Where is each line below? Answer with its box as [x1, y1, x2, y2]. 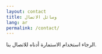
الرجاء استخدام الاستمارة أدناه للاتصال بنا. [6, 41, 97, 48]
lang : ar [6, 19, 28, 25]
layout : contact [6, 8, 46, 15]
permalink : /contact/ [6, 25, 60, 31]
